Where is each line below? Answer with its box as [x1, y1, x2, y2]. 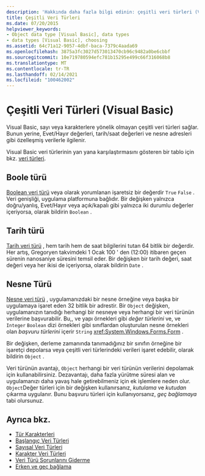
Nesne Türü [6, 279, 52, 290]
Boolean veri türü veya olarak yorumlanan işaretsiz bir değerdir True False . [6, 189, 195, 196]
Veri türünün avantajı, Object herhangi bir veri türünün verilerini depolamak [6, 364, 194, 372]
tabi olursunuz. [6, 397, 44, 404]
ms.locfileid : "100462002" [6, 77, 75, 83]
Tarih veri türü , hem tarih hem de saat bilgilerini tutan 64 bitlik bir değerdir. [6, 242, 195, 249]
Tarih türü [6, 226, 45, 236]
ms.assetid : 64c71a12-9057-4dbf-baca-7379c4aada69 [6, 43, 138, 49]
